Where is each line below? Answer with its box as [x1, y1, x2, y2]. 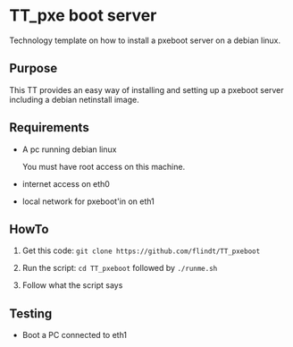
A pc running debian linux [21, 144, 117, 155]
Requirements [9, 120, 89, 135]
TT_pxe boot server [9, 5, 157, 26]
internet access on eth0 [21, 178, 110, 189]
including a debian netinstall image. [9, 94, 140, 105]
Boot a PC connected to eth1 [21, 330, 128, 341]
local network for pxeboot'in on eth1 [21, 196, 155, 207]
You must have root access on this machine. [21, 161, 186, 172]
